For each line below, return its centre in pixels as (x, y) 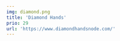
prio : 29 (17, 23)
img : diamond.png (28, 12)
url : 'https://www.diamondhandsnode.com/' (61, 29)
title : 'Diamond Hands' (37, 17)
